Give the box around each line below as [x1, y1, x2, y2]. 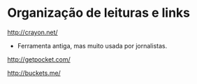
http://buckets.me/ [7, 69, 61, 77]
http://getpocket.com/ [7, 55, 71, 64]
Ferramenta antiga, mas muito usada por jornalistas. [17, 41, 168, 50]
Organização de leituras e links [7, 5, 191, 21]
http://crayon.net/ [7, 28, 58, 36]
